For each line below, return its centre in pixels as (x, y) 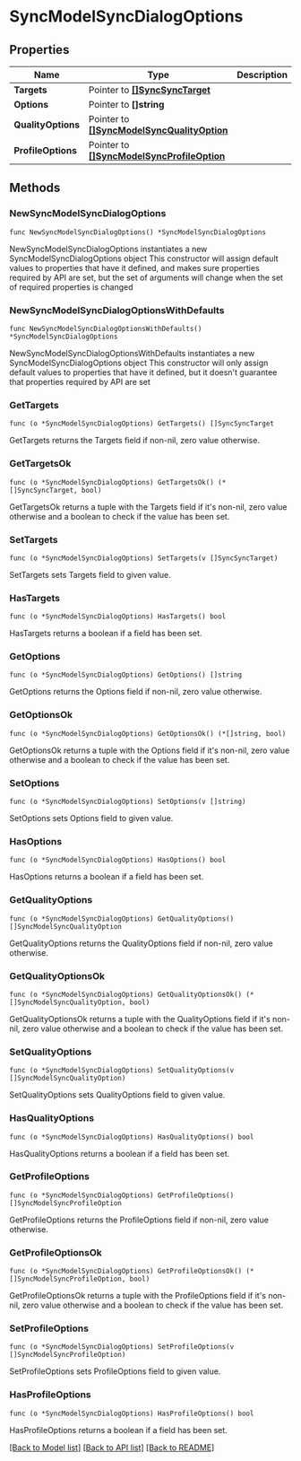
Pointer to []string (126, 105)
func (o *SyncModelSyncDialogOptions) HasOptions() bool (118, 860)
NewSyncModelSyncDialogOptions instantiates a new (108, 249)
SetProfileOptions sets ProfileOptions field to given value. (115, 1371)
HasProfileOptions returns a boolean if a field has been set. (119, 1430)
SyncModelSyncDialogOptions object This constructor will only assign (139, 363)
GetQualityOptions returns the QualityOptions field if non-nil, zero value (141, 943)
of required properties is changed (71, 287)
